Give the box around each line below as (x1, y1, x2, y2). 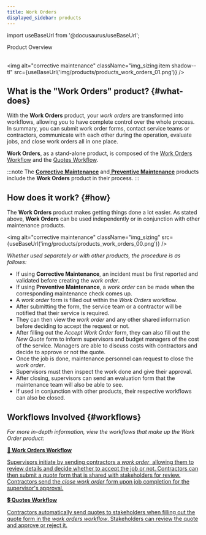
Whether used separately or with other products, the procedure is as (7, 252, 181, 259)
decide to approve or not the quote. (15, 349, 106, 356)
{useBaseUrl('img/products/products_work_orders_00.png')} (7, 240, 160, 248)
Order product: (7, 434, 45, 442)
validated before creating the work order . (15, 277, 120, 284)
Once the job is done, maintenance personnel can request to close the (15, 355, 194, 362)
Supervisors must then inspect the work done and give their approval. (15, 368, 193, 376)
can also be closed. (15, 394, 66, 401)
